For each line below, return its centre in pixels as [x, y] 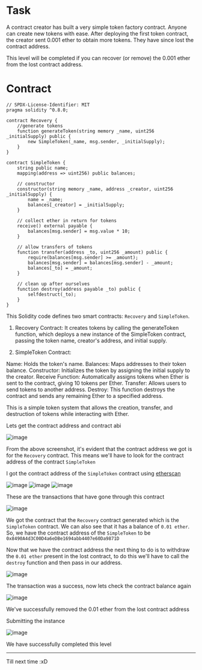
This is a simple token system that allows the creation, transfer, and [90, 408]
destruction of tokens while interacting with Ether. [68, 414]
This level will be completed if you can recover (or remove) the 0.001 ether [98, 58]
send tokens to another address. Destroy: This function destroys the [91, 389]
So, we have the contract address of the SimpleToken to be [78, 533]
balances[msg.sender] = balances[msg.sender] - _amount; [100, 262]
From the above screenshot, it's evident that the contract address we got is [99, 448]
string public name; [43, 168]
